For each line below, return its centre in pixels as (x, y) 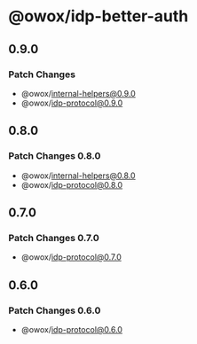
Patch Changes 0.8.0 (55, 156)
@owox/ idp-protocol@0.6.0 (72, 329)
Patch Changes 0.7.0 (54, 238)
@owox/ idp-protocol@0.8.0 (72, 184)
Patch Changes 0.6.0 (55, 310)
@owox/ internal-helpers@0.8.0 (78, 176)
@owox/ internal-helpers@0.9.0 (79, 93)
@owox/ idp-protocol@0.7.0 (71, 257)
